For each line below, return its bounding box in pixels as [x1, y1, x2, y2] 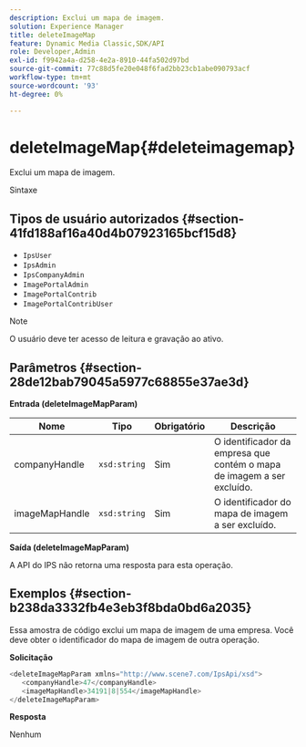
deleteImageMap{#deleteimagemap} [9, 137, 296, 158]
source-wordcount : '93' [9, 81, 100, 90]
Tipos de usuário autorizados [9, 211, 179, 226]
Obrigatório [154, 420, 206, 433]
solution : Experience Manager [9, 22, 125, 31]
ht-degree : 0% [9, 89, 64, 99]
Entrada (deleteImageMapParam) [9, 399, 138, 410]
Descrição [230, 420, 276, 433]
